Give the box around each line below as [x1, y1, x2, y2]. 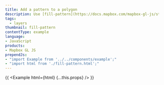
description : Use [5, 12, 41, 17]
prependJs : [5, 52, 27, 57]
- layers [9, 20, 27, 26]
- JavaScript [5, 39, 32, 44]
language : [5, 34, 25, 39]
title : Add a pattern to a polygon [5, 7, 78, 12]
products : [5, 43, 25, 48]
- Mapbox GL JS [5, 48, 36, 52]
